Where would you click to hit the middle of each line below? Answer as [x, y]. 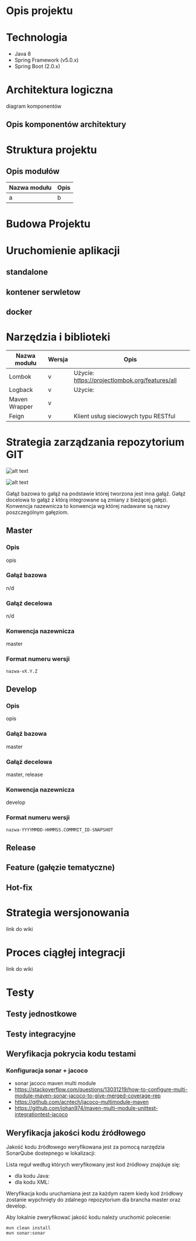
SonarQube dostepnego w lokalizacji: [51, 1153]
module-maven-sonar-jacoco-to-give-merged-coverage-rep [87, 1096]
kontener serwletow [43, 292]
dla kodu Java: [32, 1176]
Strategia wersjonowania [68, 913]
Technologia [37, 38]
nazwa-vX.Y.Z [22, 671]
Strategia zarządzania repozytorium [95, 442]
